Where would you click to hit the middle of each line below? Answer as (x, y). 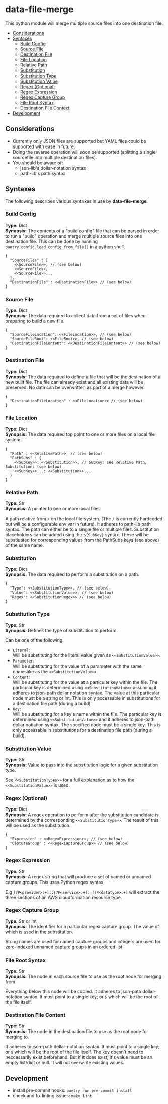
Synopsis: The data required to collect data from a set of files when (75, 316)
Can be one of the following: (35, 640)
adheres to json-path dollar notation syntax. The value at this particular (86, 693)
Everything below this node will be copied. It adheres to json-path (73, 991)
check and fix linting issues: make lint (52, 1096)
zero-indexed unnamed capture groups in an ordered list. (65, 947)
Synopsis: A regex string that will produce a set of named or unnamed (78, 876)
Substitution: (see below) (33, 467)
